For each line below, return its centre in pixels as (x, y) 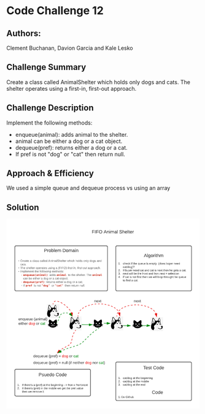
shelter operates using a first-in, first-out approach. (72, 88)
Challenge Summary (46, 67)
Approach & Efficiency (50, 173)
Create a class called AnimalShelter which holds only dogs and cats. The (98, 82)
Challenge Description (50, 108)
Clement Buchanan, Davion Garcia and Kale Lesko (70, 48)
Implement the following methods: (49, 123)
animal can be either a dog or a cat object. (69, 141)
